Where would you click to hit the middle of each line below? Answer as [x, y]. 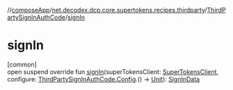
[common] [22, 64]
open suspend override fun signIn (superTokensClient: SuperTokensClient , [113, 71]
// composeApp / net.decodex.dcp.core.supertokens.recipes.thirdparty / [107, 10]
